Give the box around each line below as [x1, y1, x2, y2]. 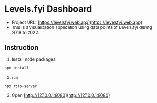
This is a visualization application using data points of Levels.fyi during [11, 24, 153, 30]
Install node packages [11, 56, 56, 62]
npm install [4, 65, 29, 70]
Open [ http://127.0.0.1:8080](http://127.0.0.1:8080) [11, 92, 110, 98]
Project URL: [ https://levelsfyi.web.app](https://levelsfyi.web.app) [11, 19, 143, 25]
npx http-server [4, 83, 37, 89]
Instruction [4, 43, 39, 51]
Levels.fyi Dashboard [4, 3, 92, 14]
